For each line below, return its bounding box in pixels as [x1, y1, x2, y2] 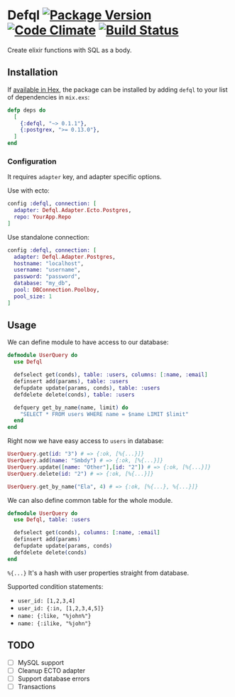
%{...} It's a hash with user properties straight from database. [7, 568, 190, 577]
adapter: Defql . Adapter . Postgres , [13, 253, 116, 260]
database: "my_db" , [13, 280, 72, 287]
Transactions [17, 682, 56, 691]
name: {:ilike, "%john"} [17, 619, 92, 627]
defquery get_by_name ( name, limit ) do [13, 404, 129, 411]
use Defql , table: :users [13, 516, 91, 523]
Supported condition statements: [7, 582, 104, 590]
